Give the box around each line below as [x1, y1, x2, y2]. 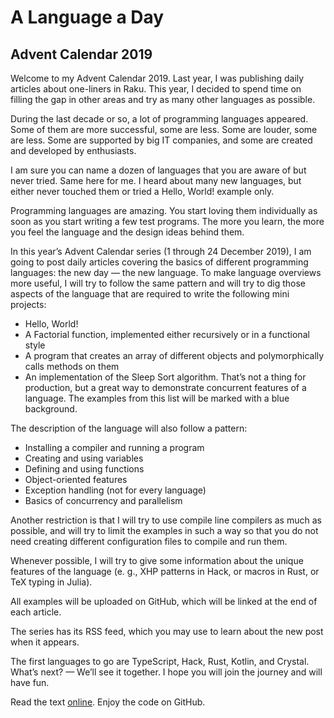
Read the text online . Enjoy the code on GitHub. [10, 696, 206, 708]
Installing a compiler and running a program [24, 442, 205, 453]
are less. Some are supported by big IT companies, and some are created [10, 134, 313, 146]
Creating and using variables [24, 452, 144, 464]
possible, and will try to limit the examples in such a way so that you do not [10, 525, 319, 536]
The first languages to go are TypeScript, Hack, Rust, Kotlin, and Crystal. [10, 656, 310, 667]
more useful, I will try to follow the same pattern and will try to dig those [10, 277, 307, 289]
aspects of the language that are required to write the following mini [10, 288, 290, 300]
